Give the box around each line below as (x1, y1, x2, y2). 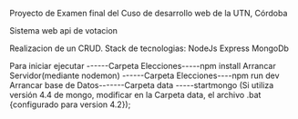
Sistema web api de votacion (9, 25, 118, 35)
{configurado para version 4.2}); (9, 99, 131, 110)
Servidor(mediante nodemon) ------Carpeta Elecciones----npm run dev (9, 70, 280, 81)
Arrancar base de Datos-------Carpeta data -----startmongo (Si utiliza (9, 80, 274, 90)
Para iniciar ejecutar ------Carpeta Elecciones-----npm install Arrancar (9, 61, 276, 71)
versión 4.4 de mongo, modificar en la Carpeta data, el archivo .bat (9, 90, 262, 100)
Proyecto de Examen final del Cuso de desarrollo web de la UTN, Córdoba (9, 8, 288, 18)
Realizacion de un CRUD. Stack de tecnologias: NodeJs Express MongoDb (9, 43, 290, 54)
